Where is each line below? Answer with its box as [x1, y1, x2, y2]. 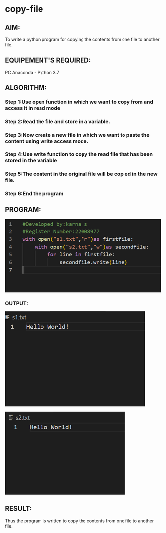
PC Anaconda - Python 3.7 [5, 69, 59, 75]
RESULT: [5, 504, 32, 513]
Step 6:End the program [5, 190, 64, 197]
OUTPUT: [5, 300, 28, 306]
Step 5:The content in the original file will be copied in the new [5, 170, 158, 177]
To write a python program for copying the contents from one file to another [5, 36, 160, 42]
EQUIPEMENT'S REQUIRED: [5, 56, 91, 65]
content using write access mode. [5, 138, 89, 145]
